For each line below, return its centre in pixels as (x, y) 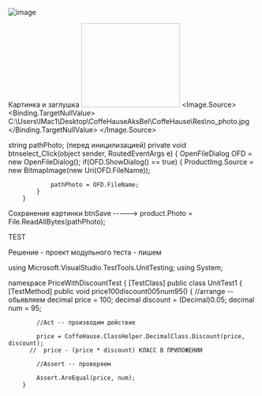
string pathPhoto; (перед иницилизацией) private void (97, 145)
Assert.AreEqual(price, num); (86, 378)
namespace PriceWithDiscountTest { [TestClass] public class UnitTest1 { (125, 283)
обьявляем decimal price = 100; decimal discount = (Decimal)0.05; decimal (131, 300)
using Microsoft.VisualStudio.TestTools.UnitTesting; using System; (116, 268)
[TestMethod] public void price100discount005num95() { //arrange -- (121, 291)
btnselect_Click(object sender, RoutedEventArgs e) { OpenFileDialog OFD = (130, 153)
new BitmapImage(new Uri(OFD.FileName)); (79, 170)
